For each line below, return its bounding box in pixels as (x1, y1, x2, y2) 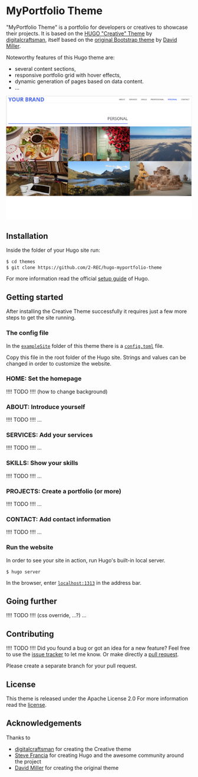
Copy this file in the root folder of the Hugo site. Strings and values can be (6, 354, 187, 361)
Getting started (6, 292, 64, 302)
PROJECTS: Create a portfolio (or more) (6, 487, 122, 495)
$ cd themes (6, 259, 35, 265)
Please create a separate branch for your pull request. (6, 662, 137, 670)
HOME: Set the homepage (6, 374, 82, 383)
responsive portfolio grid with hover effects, (14, 71, 121, 78)
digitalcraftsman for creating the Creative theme (14, 745, 131, 752)
